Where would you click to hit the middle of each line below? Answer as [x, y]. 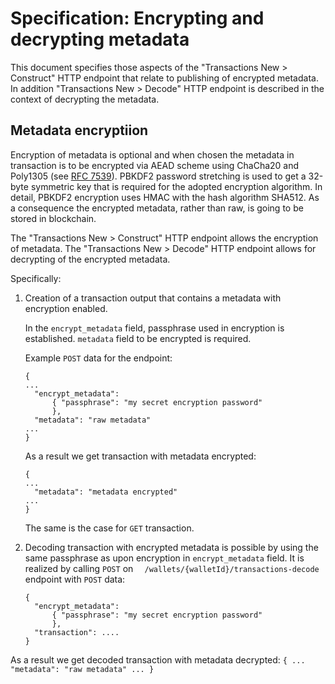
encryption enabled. [66, 308]
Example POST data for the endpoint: [98, 358]
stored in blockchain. [53, 218]
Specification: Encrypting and [137, 18]
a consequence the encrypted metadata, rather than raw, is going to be [157, 208]
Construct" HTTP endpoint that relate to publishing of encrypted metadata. [164, 78]
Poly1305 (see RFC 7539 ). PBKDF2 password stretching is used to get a [158, 176]
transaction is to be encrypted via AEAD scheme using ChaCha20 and [155, 165]
